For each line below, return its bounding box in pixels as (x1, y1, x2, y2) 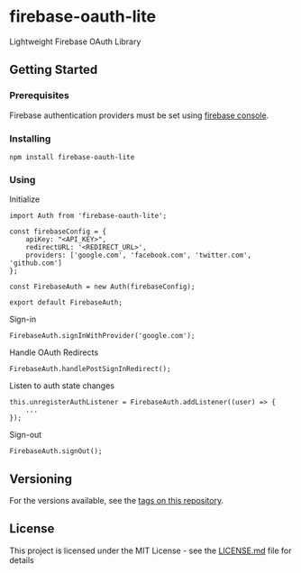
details (9, 554, 34, 565)
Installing (9, 132, 51, 145)
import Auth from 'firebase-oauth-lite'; (9, 212, 168, 221)
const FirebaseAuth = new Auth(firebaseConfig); (9, 282, 196, 292)
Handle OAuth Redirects (9, 347, 99, 358)
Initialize (9, 194, 41, 205)
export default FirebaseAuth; (9, 298, 123, 307)
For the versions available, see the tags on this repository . (9, 496, 223, 506)
